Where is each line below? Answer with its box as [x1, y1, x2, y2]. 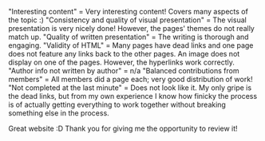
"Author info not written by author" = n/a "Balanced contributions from [8, 66, 239, 75]
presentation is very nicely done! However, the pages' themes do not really [8, 24, 255, 33]
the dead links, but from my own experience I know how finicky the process [8, 92, 258, 100]
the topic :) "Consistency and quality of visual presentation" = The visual [8, 15, 247, 25]
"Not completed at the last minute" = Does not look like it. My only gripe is [8, 83, 252, 92]
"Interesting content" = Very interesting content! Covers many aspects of [8, 7, 249, 16]
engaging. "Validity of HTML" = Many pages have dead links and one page [8, 41, 254, 50]
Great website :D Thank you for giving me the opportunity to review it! [8, 123, 238, 133]
